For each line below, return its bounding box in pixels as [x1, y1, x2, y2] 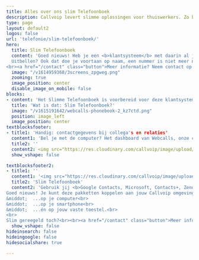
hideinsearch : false [6, 229, 57, 235]
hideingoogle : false [6, 234, 57, 240]
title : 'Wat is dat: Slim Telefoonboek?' [11, 102, 115, 108]
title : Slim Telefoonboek [11, 47, 76, 53]
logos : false [6, 31, 38, 37]
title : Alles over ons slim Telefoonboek [6, 8, 110, 15]
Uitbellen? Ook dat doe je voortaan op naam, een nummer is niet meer [11, 58, 190, 64]
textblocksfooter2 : [6, 162, 54, 169]
